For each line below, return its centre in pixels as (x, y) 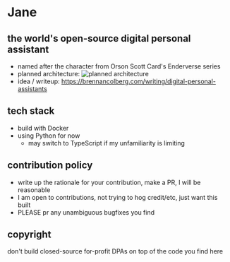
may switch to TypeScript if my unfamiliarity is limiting (107, 143)
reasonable (34, 190)
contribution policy (50, 166)
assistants (32, 89)
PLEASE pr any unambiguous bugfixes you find (86, 212)
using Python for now (49, 136)
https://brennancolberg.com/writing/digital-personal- (139, 81)
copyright (29, 235)
